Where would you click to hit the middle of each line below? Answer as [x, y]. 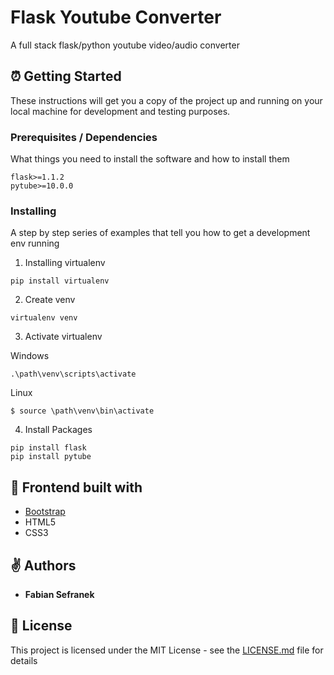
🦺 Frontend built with [76, 487]
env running [35, 243]
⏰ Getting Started [66, 76]
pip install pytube [51, 457]
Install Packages [58, 430]
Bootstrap [45, 512]
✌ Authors [43, 565]
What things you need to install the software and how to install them [150, 159]
